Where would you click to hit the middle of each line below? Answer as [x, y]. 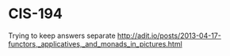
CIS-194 [36, 14]
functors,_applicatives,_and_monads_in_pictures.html [95, 43]
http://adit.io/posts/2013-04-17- [170, 35]
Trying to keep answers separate [62, 35]
